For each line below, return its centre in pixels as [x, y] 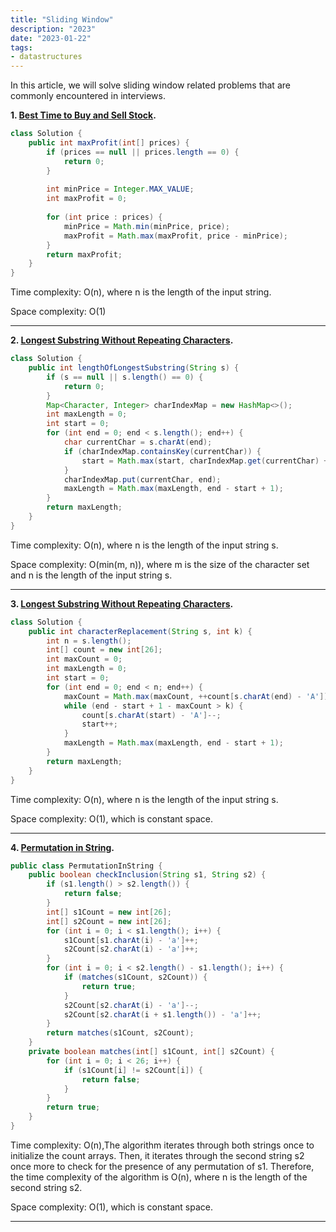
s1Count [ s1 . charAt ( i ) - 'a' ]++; [131, 940]
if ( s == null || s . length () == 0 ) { [125, 377]
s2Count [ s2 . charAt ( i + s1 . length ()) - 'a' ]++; [162, 1014]
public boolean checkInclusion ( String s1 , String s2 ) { [147, 875]
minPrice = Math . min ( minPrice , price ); [146, 226]
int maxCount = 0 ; [84, 659]
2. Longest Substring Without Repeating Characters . [122, 340]
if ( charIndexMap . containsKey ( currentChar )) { [162, 451]
